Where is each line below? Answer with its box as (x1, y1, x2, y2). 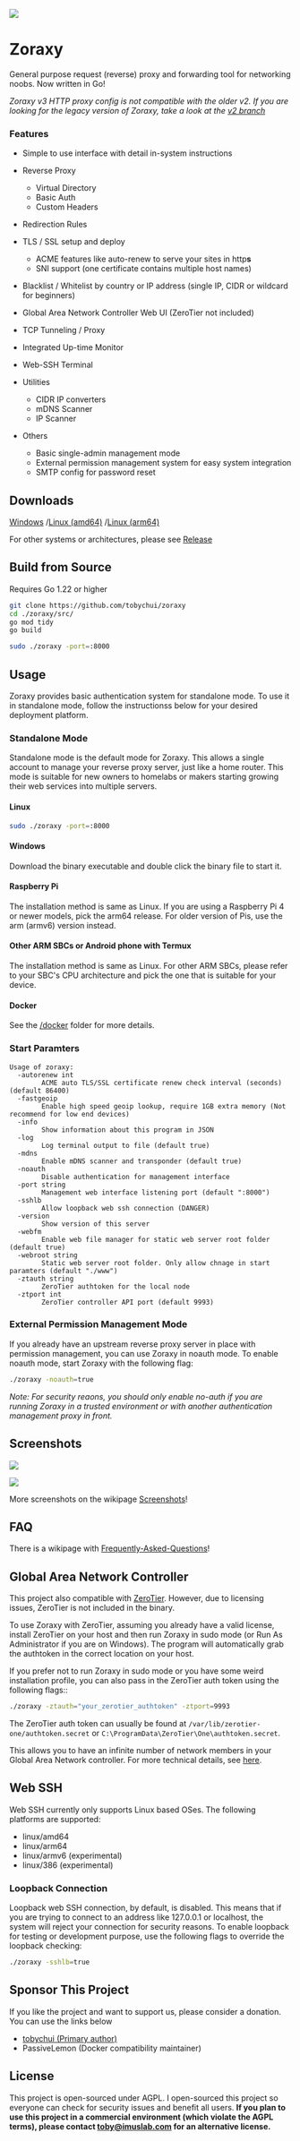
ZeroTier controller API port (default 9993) (41, 1297, 215, 1306)
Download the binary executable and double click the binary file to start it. (9, 861, 282, 871)
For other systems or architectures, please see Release (9, 534, 213, 545)
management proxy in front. (9, 1410, 113, 1421)
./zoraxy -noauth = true (9, 1375, 94, 1383)
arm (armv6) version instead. (9, 920, 116, 930)
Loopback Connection (9, 1881, 108, 1894)
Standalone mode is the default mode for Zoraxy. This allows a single (9, 752, 264, 763)
